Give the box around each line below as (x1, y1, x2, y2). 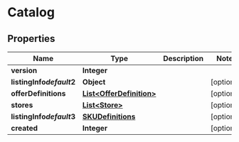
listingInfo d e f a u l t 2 (11, 77, 76, 87)
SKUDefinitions (82, 111, 136, 121)
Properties (7, 33, 55, 45)
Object (82, 77, 106, 87)
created (11, 124, 38, 133)
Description (163, 54, 204, 63)
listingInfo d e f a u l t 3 (11, 111, 76, 121)
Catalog (7, 4, 55, 21)
